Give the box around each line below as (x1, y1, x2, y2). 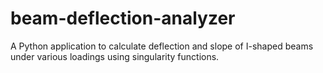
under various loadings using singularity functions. (10, 50, 220, 62)
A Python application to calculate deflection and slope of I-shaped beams (10, 40, 314, 52)
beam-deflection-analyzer (10, 7, 236, 30)
